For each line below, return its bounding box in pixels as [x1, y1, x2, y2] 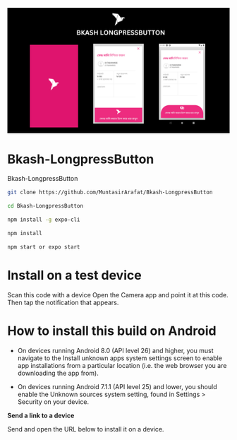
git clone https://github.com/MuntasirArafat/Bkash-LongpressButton [7, 189, 213, 196]
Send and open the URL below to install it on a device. [7, 424, 164, 433]
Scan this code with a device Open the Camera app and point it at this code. [7, 290, 229, 299]
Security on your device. [17, 397, 90, 406]
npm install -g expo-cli [7, 216, 80, 223]
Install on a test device [7, 268, 142, 283]
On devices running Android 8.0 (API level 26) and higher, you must [17, 346, 214, 355]
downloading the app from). [17, 369, 99, 377]
